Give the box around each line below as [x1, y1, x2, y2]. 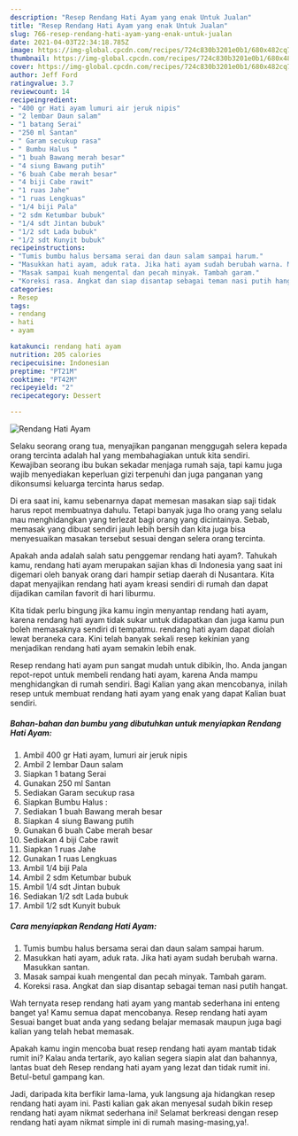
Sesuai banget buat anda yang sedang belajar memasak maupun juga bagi [10, 1016, 282, 1027]
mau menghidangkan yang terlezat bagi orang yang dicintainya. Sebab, [10, 515, 271, 525]
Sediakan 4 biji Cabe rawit [22, 834, 118, 844]
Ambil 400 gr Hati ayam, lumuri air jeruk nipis [22, 750, 188, 760]
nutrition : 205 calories [10, 350, 102, 359]
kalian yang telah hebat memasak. [10, 1025, 134, 1037]
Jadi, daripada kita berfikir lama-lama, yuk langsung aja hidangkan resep [10, 1088, 276, 1099]
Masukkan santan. [22, 961, 90, 972]
